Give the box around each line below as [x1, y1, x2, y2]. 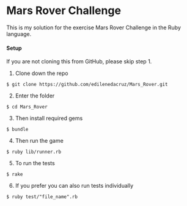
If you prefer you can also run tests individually [15, 182, 134, 190]
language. [6, 30, 32, 37]
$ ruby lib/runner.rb [6, 149, 62, 155]
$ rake [6, 171, 23, 177]
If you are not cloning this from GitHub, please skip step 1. [6, 58, 152, 65]
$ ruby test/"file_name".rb [6, 194, 78, 200]
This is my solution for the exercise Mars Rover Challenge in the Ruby [6, 24, 182, 31]
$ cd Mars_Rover [6, 104, 48, 110]
